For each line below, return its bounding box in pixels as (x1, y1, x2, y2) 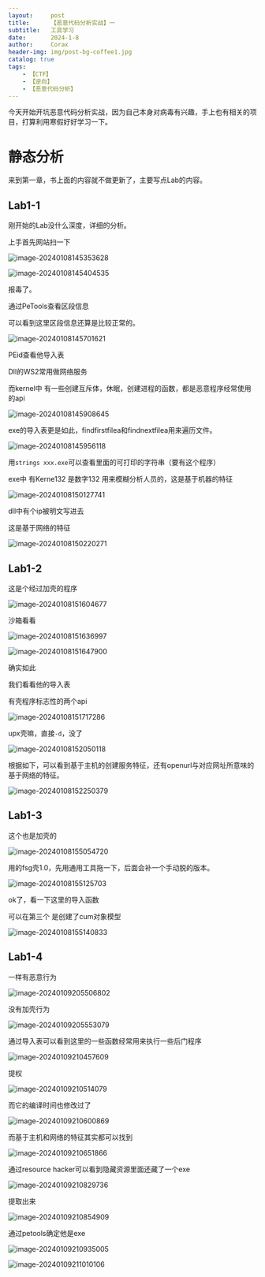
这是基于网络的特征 (8, 523, 71, 533)
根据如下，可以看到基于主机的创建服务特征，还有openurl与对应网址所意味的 (8, 760, 255, 769)
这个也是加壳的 (8, 831, 57, 840)
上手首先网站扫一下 (8, 237, 71, 247)
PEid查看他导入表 (8, 350, 65, 359)
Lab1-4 (8, 951, 43, 964)
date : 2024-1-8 (8, 33, 80, 42)
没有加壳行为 (8, 1004, 50, 1014)
